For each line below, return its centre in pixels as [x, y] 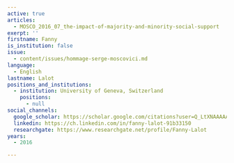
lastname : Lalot [31, 78]
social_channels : [32, 110]
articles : [22, 20]
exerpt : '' [23, 33]
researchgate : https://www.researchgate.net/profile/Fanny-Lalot [110, 130]
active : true [26, 14]
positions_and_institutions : [49, 85]
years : [17, 136]
